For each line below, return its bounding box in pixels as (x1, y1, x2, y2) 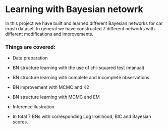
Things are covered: (5, 43, 55, 50)
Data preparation (12, 55, 48, 61)
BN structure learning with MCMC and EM (12, 94, 100, 100)
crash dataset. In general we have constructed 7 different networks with (5, 25, 155, 31)
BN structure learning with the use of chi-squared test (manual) (12, 64, 145, 71)
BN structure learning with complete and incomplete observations (12, 75, 150, 81)
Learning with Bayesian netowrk (5, 4, 143, 15)
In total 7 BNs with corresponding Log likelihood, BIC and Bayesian (12, 113, 151, 119)
